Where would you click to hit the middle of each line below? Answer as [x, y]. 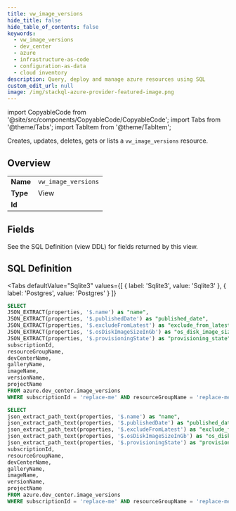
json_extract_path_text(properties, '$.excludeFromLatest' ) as [102, 429]
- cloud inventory [41, 72]
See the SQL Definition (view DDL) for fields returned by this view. [103, 246]
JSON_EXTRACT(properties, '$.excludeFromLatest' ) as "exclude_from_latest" [120, 325]
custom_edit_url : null [40, 86]
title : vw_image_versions [45, 14]
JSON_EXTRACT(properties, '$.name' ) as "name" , [78, 312]
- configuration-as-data [50, 66]
